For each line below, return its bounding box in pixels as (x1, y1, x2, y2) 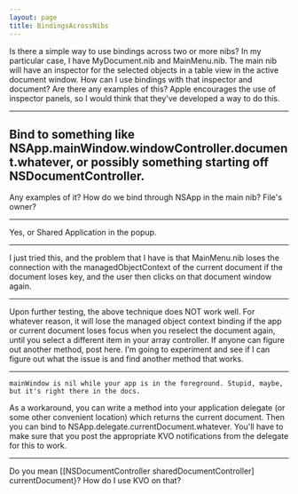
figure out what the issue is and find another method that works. (9, 354, 244, 364)
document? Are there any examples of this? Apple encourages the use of (9, 84, 277, 94)
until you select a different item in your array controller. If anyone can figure (9, 335, 286, 346)
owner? (9, 202, 37, 212)
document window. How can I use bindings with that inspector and (9, 74, 253, 84)
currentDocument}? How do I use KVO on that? (9, 475, 182, 486)
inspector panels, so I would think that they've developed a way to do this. (9, 92, 280, 103)
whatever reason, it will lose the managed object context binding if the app (9, 316, 282, 327)
